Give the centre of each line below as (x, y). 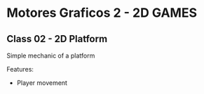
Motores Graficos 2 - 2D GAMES (102, 13)
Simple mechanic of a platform (51, 55)
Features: (20, 69)
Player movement (42, 83)
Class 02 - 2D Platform (57, 39)
